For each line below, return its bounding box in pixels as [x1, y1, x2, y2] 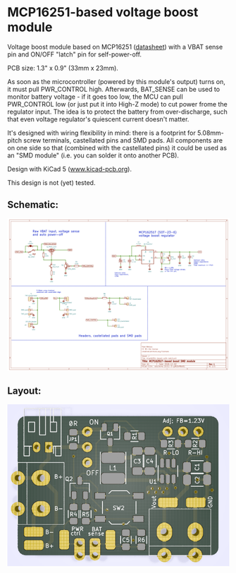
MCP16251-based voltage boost [7, 4, 199, 20]
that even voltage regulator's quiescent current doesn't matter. [7, 114, 190, 123]
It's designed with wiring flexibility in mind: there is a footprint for [7, 128, 196, 137]
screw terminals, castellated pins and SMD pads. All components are [23, 135, 223, 145]
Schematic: [7, 199, 58, 211]
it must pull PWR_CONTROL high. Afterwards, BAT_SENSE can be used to [7, 85, 221, 93]
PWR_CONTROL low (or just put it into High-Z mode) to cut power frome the [7, 99, 228, 108]
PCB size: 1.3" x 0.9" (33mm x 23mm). [7, 64, 118, 72]
